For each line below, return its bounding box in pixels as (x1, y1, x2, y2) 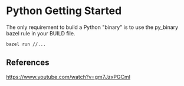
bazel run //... (6, 41, 46, 47)
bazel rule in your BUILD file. (6, 29, 75, 37)
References (6, 58, 50, 68)
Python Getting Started (6, 4, 122, 18)
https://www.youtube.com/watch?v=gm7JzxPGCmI (6, 73, 131, 80)
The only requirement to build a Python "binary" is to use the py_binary (6, 24, 179, 31)
